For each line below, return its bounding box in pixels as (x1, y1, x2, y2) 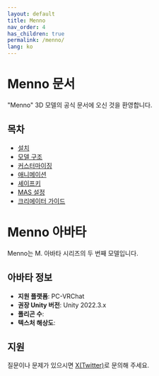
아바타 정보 (7, 272, 53, 284)
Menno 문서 (7, 76, 76, 92)
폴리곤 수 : (17, 309, 45, 318)
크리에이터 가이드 (17, 196, 66, 205)
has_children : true (7, 30, 65, 38)
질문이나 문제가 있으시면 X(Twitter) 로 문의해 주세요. (7, 361, 150, 370)
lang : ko (7, 43, 33, 50)
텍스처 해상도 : (17, 318, 56, 326)
